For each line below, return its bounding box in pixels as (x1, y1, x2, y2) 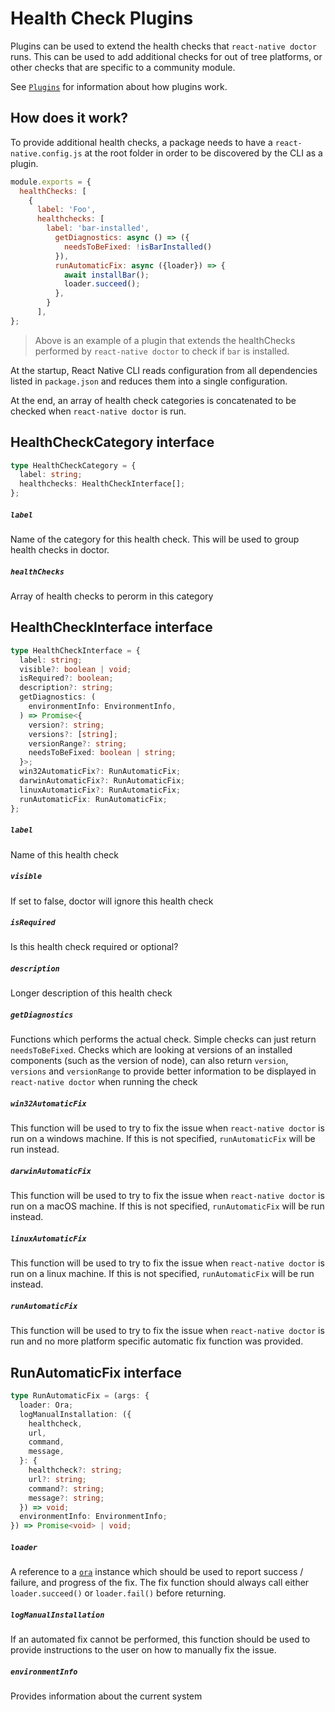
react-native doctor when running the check (10, 1076, 198, 1088)
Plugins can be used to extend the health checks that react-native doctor (10, 40, 317, 52)
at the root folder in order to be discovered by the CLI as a (84, 147, 323, 159)
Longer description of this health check (10, 987, 173, 999)
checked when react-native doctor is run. (10, 405, 187, 417)
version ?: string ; (28, 720, 105, 730)
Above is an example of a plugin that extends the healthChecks (34, 334, 296, 346)
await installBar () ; (63, 270, 150, 280)
